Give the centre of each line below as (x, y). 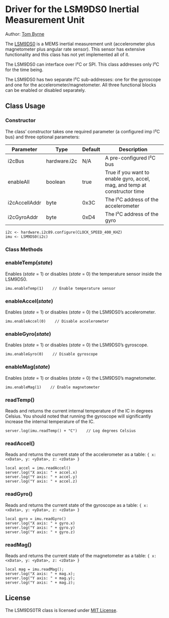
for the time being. (24, 70)
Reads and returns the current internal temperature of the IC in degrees (79, 411)
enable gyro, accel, (128, 179)
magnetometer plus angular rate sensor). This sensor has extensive (75, 49)
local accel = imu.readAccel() (38, 468)
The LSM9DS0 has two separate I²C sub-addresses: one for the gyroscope (83, 79)
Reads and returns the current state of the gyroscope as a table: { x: (77, 505)
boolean (56, 182)
